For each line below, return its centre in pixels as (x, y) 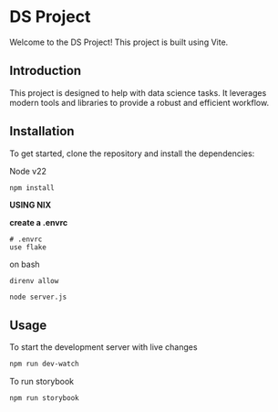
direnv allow (34, 281)
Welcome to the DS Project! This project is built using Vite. (119, 42)
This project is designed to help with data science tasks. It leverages (138, 92)
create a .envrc (39, 223)
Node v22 (28, 171)
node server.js (38, 297)
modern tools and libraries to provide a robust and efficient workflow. (139, 102)
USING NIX (31, 205)
